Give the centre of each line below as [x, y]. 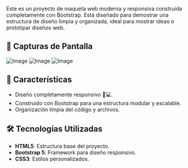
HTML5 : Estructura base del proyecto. [62, 146]
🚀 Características [39, 80]
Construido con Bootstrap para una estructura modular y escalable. [98, 103]
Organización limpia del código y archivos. [67, 109]
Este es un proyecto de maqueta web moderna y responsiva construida [94, 9]
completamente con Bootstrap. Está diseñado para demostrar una [87, 15]
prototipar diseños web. [36, 28]
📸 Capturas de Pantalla [49, 46]
